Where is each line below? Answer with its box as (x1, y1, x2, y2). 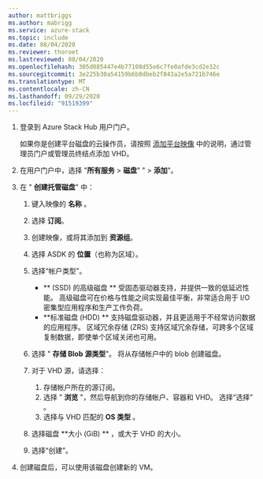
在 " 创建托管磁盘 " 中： (19, 182, 94, 192)
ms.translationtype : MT (8, 77, 87, 85)
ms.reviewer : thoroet (8, 48, 80, 56)
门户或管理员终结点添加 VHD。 (33, 149, 134, 159)
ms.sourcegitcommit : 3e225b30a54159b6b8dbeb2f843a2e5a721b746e (8, 70, 220, 78)
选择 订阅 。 (31, 216, 69, 226)
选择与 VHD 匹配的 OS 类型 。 (43, 412, 140, 422)
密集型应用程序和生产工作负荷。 (43, 303, 147, 312)
